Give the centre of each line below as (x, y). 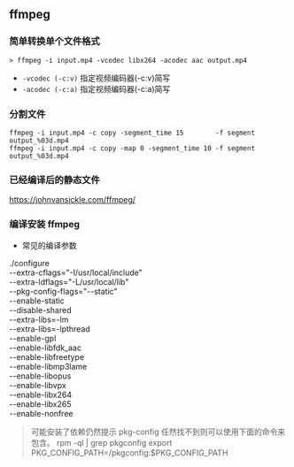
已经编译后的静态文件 (54, 180)
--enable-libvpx (38, 385)
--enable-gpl (33, 338)
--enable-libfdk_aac (46, 348)
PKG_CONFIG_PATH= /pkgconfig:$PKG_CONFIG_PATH (129, 452)
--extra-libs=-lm (39, 319)
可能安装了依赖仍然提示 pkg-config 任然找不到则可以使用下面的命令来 (158, 432)
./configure (30, 263)
